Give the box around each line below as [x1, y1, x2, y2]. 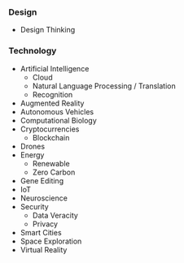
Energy [20, 149, 45, 160]
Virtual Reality [20, 244, 68, 254]
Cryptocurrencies [20, 124, 80, 134]
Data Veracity [32, 210, 79, 220]
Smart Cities [20, 227, 63, 237]
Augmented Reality [20, 98, 85, 108]
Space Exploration [20, 236, 82, 246]
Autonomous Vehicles [20, 106, 94, 116]
